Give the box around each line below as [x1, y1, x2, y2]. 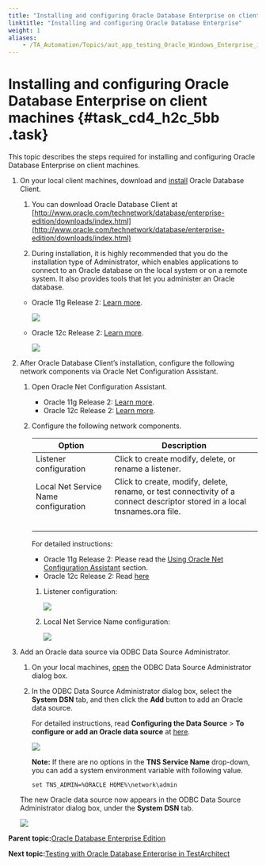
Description [161, 440, 207, 451]
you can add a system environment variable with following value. [31, 766, 243, 776]
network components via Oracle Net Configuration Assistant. [19, 366, 219, 377]
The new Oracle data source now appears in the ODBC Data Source [19, 795, 241, 805]
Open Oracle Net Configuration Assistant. [31, 382, 168, 392]
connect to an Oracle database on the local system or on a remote [31, 266, 248, 275]
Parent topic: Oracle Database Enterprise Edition [8, 833, 166, 843]
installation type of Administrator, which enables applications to [31, 257, 239, 266]
